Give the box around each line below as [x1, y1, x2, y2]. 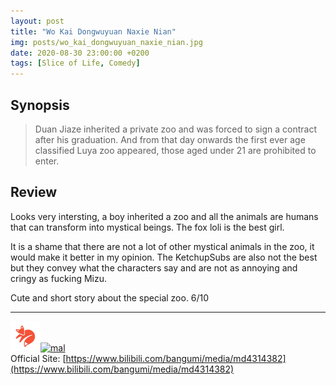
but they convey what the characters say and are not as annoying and [10, 261, 298, 274]
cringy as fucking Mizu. [10, 272, 108, 284]
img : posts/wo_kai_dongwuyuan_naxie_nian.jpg [10, 37, 203, 47]
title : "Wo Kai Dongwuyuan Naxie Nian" [10, 26, 177, 37]
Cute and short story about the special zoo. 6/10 [10, 291, 210, 304]
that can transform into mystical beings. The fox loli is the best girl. [10, 221, 285, 233]
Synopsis [10, 96, 70, 114]
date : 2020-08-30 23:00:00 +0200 [10, 48, 150, 58]
